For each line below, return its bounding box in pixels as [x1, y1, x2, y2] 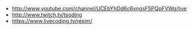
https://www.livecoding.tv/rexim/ [11, 18, 92, 24]
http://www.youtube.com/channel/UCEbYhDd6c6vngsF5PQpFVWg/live [11, 5, 187, 12]
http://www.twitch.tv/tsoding [11, 11, 82, 18]
